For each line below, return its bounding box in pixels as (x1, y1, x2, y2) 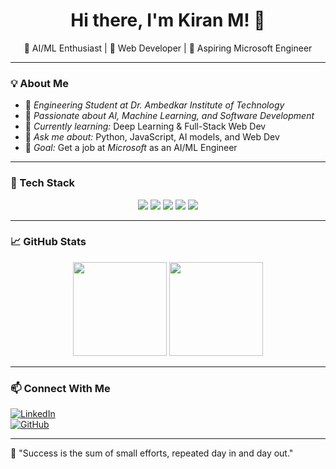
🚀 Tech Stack (10, 176, 76, 190)
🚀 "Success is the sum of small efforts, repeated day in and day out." (10, 447, 294, 459)
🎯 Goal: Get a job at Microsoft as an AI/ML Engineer (24, 142, 238, 154)
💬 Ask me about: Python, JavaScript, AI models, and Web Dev (24, 131, 280, 143)
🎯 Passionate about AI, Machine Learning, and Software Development (24, 110, 315, 122)
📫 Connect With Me (10, 381, 111, 395)
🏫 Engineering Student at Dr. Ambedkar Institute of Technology (24, 99, 285, 111)
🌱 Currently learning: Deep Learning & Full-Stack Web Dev (24, 120, 267, 133)
